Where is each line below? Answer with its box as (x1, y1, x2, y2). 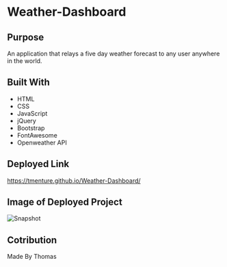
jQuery (16, 116, 36, 125)
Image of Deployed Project (7, 196, 123, 208)
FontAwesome (16, 131, 58, 139)
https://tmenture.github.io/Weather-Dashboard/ (7, 176, 142, 185)
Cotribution (7, 234, 57, 246)
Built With (7, 77, 50, 88)
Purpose (7, 31, 44, 43)
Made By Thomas (7, 253, 57, 261)
